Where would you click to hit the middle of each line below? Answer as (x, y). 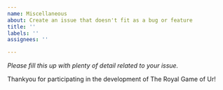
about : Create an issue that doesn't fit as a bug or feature (100, 20)
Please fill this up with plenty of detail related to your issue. (93, 66)
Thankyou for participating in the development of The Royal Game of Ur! (111, 79)
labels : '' (23, 33)
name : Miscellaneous (38, 14)
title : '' (22, 27)
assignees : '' (28, 40)
